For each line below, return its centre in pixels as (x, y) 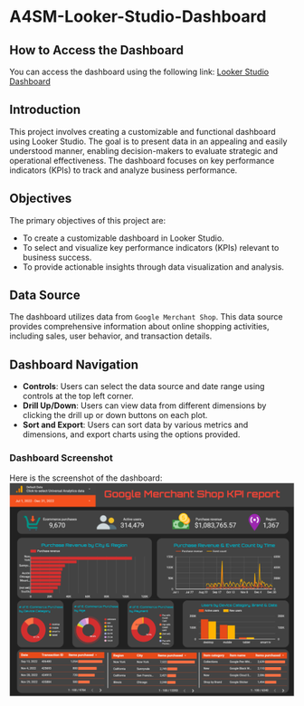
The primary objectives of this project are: (88, 220)
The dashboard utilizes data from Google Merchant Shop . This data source (146, 317)
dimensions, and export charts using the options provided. (131, 434)
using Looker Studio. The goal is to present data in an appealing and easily (148, 141)
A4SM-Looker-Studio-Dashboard (138, 17)
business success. (57, 257)
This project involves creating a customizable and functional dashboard (142, 131)
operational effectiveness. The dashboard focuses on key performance (142, 160)
